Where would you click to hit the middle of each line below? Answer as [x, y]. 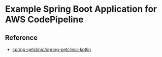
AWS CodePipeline [44, 19]
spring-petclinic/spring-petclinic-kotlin [51, 49]
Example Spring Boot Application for [81, 9]
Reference [21, 38]
